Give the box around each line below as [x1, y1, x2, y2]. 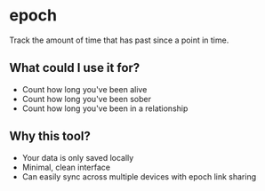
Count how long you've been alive [21, 84, 148, 94]
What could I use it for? [9, 60, 141, 76]
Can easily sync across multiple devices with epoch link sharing [21, 171, 256, 182]
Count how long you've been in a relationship [21, 103, 189, 114]
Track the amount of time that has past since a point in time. [9, 35, 229, 45]
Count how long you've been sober [21, 93, 151, 104]
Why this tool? [9, 129, 92, 144]
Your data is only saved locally [21, 152, 134, 163]
